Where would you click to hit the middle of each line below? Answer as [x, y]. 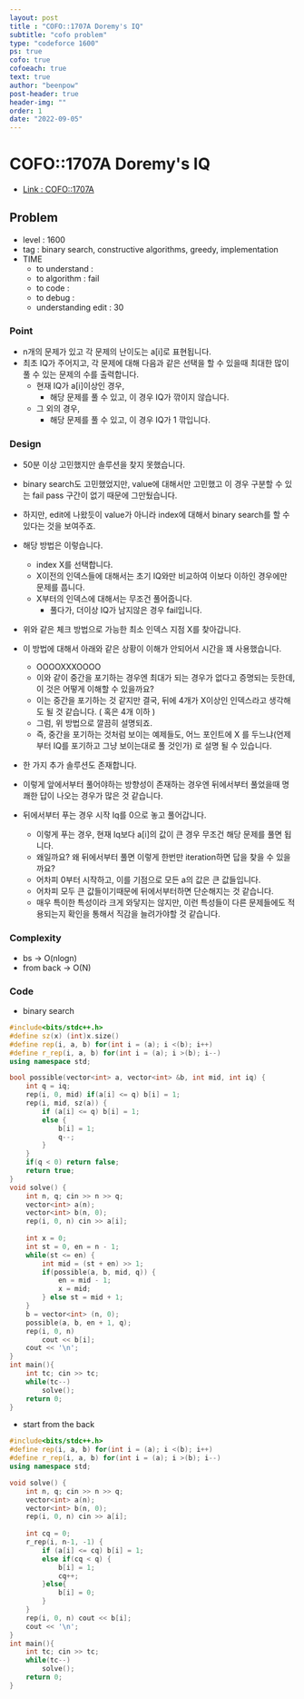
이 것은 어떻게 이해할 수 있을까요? [95, 689]
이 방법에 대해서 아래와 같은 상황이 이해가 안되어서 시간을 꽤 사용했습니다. [152, 649]
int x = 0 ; [46, 1238]
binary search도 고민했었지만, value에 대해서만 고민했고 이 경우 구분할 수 [152, 484]
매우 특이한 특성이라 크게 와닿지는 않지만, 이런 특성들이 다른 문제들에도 [161, 903]
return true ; [50, 1171]
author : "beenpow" [44, 85]
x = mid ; [74, 1289]
